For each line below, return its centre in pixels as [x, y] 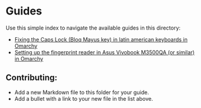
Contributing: [32, 78]
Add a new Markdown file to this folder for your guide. [81, 92]
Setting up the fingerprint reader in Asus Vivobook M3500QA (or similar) [104, 52]
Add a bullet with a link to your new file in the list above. [84, 98]
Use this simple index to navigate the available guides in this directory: [93, 28]
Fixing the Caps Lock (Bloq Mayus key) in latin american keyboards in [101, 39]
